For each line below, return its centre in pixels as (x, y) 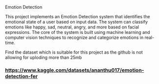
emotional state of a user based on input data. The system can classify (77, 22)
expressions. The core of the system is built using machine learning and (78, 32)
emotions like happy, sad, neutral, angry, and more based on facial (72, 27)
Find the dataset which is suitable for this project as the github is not (74, 52)
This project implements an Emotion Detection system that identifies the (78, 16)
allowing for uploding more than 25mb (44, 57)
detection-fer (22, 76)
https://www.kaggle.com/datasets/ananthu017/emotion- (75, 70)
